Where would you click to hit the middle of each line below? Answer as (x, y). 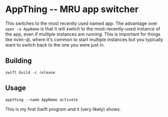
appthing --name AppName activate (42, 100)
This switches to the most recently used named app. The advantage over (81, 23)
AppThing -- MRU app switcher (72, 9)
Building (18, 61)
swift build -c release (30, 72)
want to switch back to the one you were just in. (55, 45)
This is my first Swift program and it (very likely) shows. (63, 109)
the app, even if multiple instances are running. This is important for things (83, 34)
